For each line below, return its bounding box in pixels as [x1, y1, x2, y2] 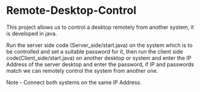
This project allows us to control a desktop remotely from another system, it [6, 23, 194, 31]
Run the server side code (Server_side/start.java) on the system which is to [6, 41, 193, 49]
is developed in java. [6, 29, 57, 37]
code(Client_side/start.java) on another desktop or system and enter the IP [6, 54, 192, 61]
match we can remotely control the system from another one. [6, 67, 158, 74]
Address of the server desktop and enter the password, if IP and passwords [6, 61, 195, 68]
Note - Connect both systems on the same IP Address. [6, 79, 142, 86]
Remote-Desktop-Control [6, 4, 137, 17]
